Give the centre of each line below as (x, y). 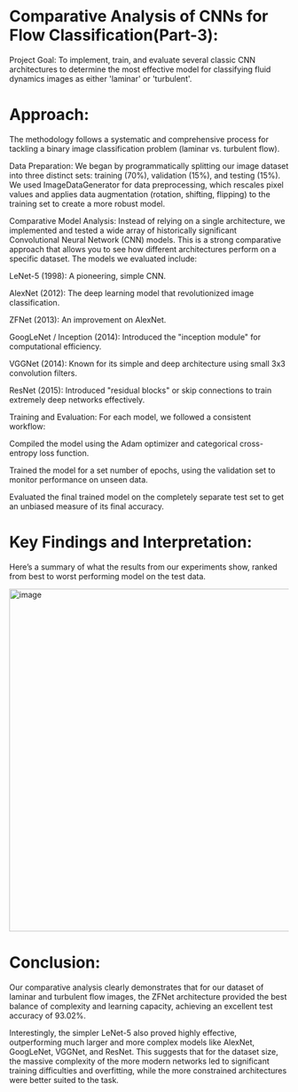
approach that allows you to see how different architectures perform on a (143, 249)
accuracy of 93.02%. (48, 1016)
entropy (24, 453)
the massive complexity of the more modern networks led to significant (140, 1061)
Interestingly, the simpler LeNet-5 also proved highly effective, (123, 1032)
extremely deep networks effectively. (77, 399)
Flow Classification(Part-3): (114, 35)
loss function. (64, 453)
